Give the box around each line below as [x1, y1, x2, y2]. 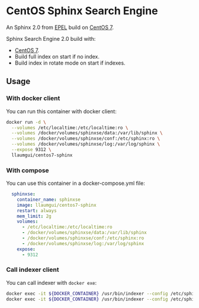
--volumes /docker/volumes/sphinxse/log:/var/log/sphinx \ [11, 141, 161, 147]
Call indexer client [6, 265, 59, 274]
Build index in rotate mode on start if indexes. [14, 59, 126, 66]
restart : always [17, 207, 57, 214]
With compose [6, 166, 49, 174]
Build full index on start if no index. [14, 53, 99, 60]
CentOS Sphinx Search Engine [6, 4, 158, 18]
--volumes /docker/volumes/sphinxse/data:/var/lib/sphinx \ [11, 130, 163, 136]
